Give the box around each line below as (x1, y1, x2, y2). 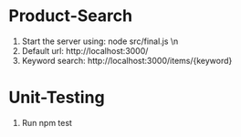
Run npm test (21, 117, 72, 128)
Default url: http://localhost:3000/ (21, 45, 149, 56)
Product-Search (8, 5, 133, 26)
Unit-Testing (8, 88, 106, 108)
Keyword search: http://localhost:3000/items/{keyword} (21, 55, 233, 66)
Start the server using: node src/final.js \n (21, 36, 179, 47)
